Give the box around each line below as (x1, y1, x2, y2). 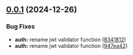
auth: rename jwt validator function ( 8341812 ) (14, 35, 126, 43)
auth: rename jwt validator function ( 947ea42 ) (14, 42, 128, 49)
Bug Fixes (6, 22, 35, 31)
